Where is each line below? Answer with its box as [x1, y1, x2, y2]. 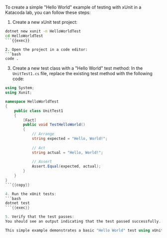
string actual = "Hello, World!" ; [31, 150, 103, 155]
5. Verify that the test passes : [5, 214, 75, 220]
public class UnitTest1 [14, 108, 64, 114]
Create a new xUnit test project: [12, 19, 78, 25]
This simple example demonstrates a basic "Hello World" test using [5, 228, 150, 233]
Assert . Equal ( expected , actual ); [31, 164, 101, 169]
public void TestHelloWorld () [23, 122, 85, 127]
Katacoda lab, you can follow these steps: [5, 9, 91, 15]
